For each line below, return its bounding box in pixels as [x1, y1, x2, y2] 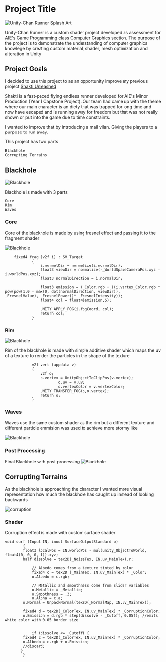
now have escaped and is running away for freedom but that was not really [5, 109, 158, 115]
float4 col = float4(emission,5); [40, 298, 112, 303]
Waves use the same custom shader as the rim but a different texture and [5, 420, 155, 426]
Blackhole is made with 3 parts [5, 189, 68, 195]
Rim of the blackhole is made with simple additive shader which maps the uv [5, 347, 161, 353]
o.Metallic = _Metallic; [31, 587, 83, 592]
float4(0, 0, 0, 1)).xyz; [5, 552, 58, 557]
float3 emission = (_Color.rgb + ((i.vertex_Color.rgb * [40, 284, 161, 290]
